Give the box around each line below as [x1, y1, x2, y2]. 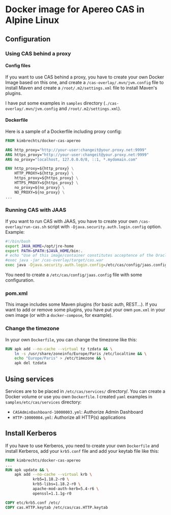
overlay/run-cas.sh [5, 224, 47, 230]
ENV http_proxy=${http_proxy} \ [5, 166, 74, 171]
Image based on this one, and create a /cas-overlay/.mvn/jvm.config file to [5, 79, 164, 85]
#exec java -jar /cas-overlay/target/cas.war [5, 258, 103, 263]
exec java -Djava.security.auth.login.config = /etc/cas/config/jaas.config [5, 262, 167, 268]
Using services [5, 374, 54, 383]
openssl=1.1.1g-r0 [32, 491, 72, 496]
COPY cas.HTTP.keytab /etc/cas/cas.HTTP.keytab [5, 505, 108, 510]
